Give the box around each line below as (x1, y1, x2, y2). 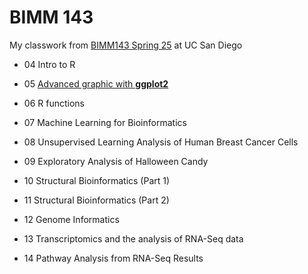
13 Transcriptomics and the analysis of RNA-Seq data (23, 232, 244, 245)
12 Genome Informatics (23, 213, 120, 225)
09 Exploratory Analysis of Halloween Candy (23, 155, 209, 167)
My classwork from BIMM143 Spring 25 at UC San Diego (9, 39, 243, 51)
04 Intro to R (23, 58, 76, 70)
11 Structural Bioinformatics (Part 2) (23, 194, 170, 206)
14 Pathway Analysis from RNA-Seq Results (23, 252, 204, 264)
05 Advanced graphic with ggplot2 (23, 77, 169, 90)
